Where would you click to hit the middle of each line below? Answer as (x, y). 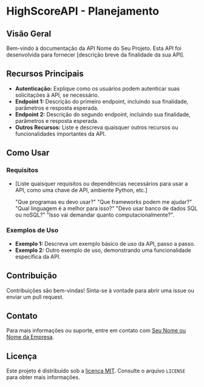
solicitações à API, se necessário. (57, 95)
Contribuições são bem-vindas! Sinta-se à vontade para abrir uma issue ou (100, 290)
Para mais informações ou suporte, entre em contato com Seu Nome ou (96, 330)
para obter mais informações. (43, 377)
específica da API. (38, 256)
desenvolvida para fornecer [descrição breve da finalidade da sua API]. (96, 55)
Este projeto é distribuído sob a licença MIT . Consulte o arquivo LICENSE (96, 371)
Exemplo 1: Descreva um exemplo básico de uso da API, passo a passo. (105, 243)
